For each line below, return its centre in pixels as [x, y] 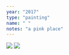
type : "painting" [28, 18]
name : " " [19, 23]
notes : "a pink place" [35, 29]
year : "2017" [23, 12]
